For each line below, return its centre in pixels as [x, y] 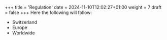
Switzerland [25, 22]
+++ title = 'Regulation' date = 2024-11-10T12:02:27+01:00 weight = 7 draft [83, 7]
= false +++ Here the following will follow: [48, 12]
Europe [20, 27]
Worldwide [23, 33]
